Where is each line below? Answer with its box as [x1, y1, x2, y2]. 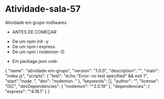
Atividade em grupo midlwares [5, 20, 67, 25]
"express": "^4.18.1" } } [5, 88, 50, 94]
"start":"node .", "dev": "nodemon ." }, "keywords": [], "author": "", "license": [5, 78, 159, 84]
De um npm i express [12, 43, 55, 49]
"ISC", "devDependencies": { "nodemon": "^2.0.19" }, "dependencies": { [5, 83, 150, 89]
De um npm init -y [12, 38, 49, 44]
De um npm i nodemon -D [12, 49, 65, 55]
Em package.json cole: [12, 58, 58, 64]
